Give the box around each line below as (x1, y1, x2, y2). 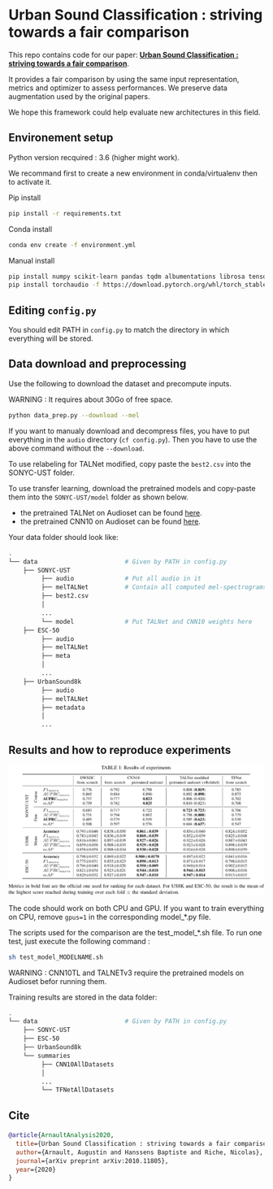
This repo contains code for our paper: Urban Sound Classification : (8, 50, 239, 59)
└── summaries (23, 1052, 71, 1060)
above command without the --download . (8, 443, 145, 453)
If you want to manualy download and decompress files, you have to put (8, 425, 250, 436)
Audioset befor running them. (8, 976, 107, 986)
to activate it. (8, 176, 52, 186)
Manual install (8, 255, 55, 265)
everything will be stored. (8, 333, 93, 343)
